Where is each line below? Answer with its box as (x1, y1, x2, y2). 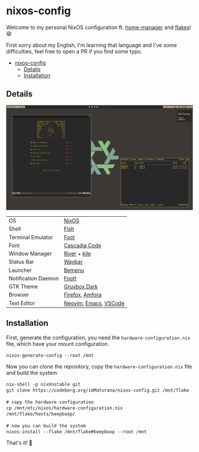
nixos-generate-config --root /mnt (6, 352, 94, 358)
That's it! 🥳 (6, 439, 33, 446)
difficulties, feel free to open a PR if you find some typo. (6, 47, 143, 55)
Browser (8, 291, 30, 299)
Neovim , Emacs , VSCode (63, 299, 125, 306)
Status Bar (8, 258, 34, 265)
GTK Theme (8, 283, 38, 290)
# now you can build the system (6, 422, 86, 429)
